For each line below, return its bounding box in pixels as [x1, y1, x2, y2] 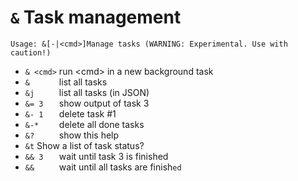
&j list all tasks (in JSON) [24, 86, 150, 98]
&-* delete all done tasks [24, 118, 145, 130]
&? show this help [24, 129, 120, 141]
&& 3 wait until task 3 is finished [24, 150, 169, 162]
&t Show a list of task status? [24, 139, 145, 151]
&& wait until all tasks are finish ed [24, 161, 182, 173]
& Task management [10, 6, 182, 29]
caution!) [10, 47, 52, 58]
